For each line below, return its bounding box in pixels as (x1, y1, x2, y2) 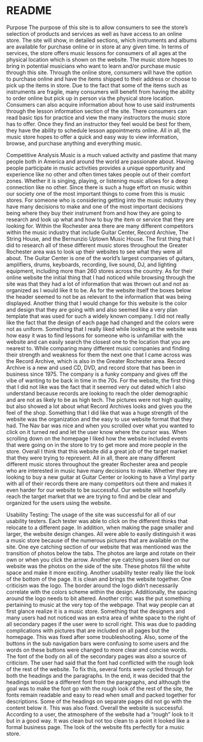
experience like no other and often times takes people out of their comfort (6, 170, 191, 178)
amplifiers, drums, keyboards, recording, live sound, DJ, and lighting (6, 261, 177, 268)
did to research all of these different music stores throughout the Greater (6, 241, 188, 249)
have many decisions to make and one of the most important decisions (6, 202, 183, 210)
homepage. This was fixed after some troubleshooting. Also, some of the (6, 633, 188, 640)
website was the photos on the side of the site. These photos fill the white (6, 562, 191, 570)
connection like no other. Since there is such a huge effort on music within (6, 183, 192, 191)
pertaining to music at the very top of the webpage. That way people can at (6, 601, 195, 608)
